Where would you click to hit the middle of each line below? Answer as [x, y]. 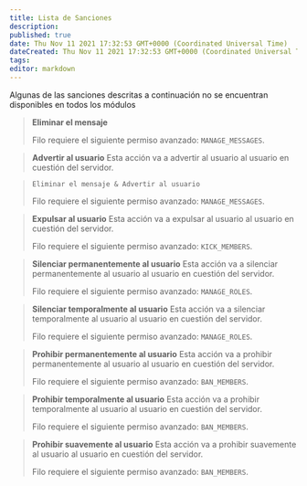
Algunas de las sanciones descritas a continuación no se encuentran [139, 95]
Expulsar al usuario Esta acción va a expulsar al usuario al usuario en [163, 218]
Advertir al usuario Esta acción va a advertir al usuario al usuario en [160, 157]
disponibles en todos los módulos [73, 104]
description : [34, 26]
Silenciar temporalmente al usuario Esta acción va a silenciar [148, 309]
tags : [20, 60]
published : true [40, 35]
